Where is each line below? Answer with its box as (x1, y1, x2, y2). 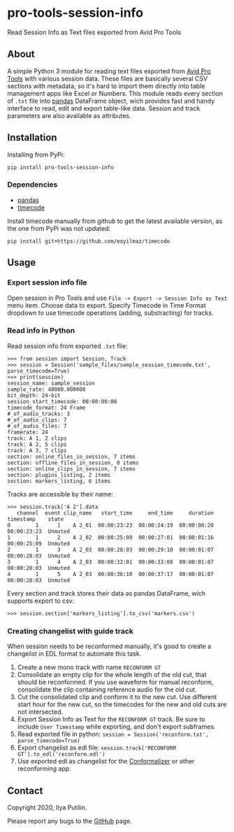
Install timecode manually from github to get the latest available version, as (7, 217, 223, 225)
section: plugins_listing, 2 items (7, 471, 111, 478)
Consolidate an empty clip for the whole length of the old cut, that (17, 670, 207, 679)
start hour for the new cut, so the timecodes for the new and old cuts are (17, 701, 227, 709)
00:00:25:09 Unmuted (7, 540, 71, 547)
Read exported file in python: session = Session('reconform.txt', (17, 730, 210, 738)
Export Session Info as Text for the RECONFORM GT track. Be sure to (17, 715, 205, 724)
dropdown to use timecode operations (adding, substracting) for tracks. (7, 308, 214, 317)
